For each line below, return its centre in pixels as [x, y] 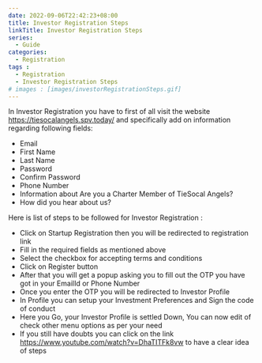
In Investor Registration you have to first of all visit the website [109, 112]
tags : [19, 67]
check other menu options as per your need [91, 326]
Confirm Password [50, 177]
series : [21, 38]
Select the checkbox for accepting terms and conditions [111, 259]
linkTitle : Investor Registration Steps [76, 30]
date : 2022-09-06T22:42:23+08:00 [63, 15]
